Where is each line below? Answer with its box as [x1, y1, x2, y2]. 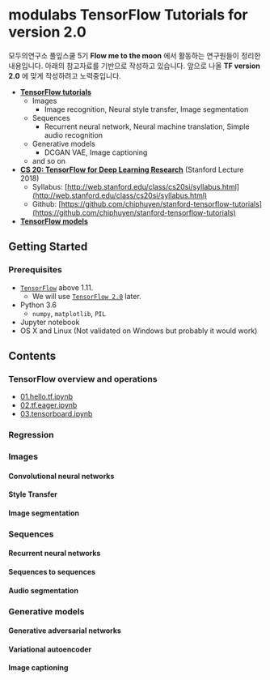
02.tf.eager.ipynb [19, 400, 78, 410]
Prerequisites [8, 264, 62, 276]
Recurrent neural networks [8, 549, 101, 558]
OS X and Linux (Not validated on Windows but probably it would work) [19, 326, 258, 336]
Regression [8, 430, 54, 441]
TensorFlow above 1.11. [19, 282, 94, 293]
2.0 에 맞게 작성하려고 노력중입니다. [8, 71, 121, 80]
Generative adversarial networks [8, 626, 121, 635]
